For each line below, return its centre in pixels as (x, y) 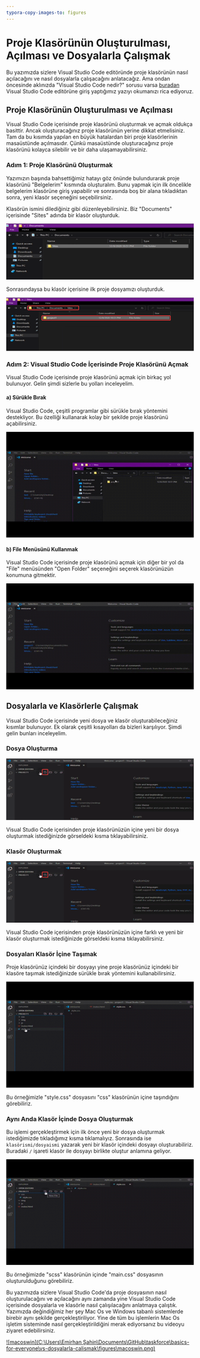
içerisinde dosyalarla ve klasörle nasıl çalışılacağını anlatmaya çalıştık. (92, 1305)
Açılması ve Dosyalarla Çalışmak (88, 55)
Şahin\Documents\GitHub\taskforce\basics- (136, 1342)
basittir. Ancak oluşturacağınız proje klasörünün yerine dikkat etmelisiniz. (96, 131)
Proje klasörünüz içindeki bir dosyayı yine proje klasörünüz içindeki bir (92, 967)
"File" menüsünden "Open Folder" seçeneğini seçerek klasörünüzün (90, 569)
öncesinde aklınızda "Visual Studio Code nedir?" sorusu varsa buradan (93, 85)
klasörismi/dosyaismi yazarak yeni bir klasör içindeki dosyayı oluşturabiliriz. (100, 1144)
